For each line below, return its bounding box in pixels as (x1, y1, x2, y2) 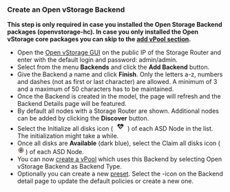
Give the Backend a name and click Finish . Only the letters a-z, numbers (17, 70, 223, 78)
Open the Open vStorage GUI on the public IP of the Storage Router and (17, 48, 222, 56)
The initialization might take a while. (17, 132, 119, 140)
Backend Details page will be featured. (17, 100, 127, 108)
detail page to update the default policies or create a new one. (17, 177, 194, 185)
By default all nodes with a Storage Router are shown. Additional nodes (17, 107, 219, 115)
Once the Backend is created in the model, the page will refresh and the (17, 92, 222, 100)
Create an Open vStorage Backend (7, 5, 125, 14)
